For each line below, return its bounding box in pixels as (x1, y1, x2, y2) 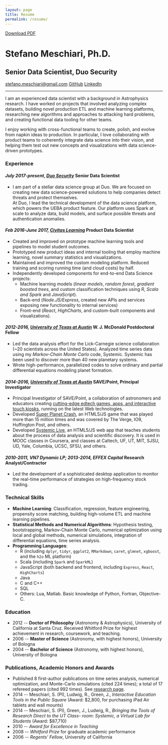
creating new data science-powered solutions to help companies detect (12, 189, 161, 195)
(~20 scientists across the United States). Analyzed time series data (12, 346, 152, 352)
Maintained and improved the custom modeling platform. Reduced (12, 259, 149, 265)
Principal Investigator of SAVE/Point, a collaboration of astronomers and (12, 395, 161, 401)
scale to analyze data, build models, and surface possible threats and (12, 210, 156, 216)
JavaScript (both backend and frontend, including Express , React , (19, 564, 154, 570)
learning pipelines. (12, 516, 51, 522)
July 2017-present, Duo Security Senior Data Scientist (5, 172, 120, 178)
